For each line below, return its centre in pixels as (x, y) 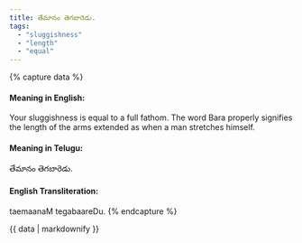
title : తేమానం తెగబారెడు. (53, 18)
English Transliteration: (54, 192)
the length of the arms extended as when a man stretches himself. (132, 127)
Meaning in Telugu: (46, 148)
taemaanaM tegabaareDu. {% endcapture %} (93, 211)
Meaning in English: (47, 98)
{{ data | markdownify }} (55, 229)
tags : (19, 26)
